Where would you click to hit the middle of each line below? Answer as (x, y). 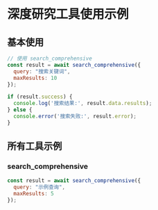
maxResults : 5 (34, 194)
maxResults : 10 (35, 78)
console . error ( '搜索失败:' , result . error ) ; (75, 116)
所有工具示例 (35, 146)
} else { (20, 110)
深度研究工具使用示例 (68, 14)
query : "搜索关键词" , (42, 71)
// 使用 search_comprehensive (50, 58)
